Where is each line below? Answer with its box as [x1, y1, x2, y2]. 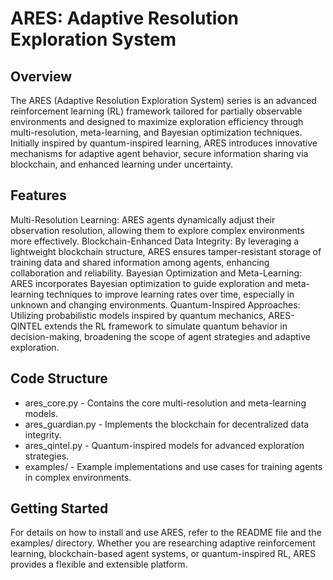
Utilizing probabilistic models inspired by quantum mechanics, [10, 309, 267, 321]
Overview [10, 68, 73, 85]
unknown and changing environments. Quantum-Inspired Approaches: [10, 298, 301, 311]
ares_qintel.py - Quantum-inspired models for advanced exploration [24, 439, 305, 451]
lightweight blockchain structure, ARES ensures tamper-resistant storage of [10, 245, 322, 257]
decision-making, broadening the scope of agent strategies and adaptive [10, 330, 311, 342]
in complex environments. [24, 471, 132, 483]
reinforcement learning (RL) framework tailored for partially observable [10, 105, 303, 117]
